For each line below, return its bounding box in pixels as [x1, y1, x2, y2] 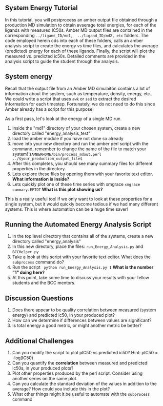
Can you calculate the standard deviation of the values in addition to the [12, 381, 157, 387]
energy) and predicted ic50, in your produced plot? [12, 312, 115, 318]
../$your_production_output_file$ [12, 156, 82, 161]
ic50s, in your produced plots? [12, 365, 74, 371]
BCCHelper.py [12, 250, 39, 255]
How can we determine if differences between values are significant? [12, 317, 152, 324]
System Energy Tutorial [5, 4, 78, 12]
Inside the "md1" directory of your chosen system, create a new [12, 125, 141, 131]
